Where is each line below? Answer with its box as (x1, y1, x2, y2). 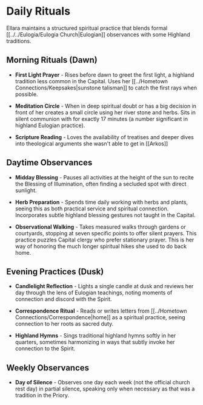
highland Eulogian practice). (15, 122, 85, 129)
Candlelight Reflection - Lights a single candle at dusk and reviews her (15, 283, 194, 290)
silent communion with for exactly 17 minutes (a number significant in (15, 115, 188, 122)
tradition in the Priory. (15, 392, 70, 399)
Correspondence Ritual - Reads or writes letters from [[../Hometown (15, 307, 187, 314)
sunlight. (15, 187, 37, 194)
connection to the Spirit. (15, 345, 76, 352)
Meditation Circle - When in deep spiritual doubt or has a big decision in (15, 102, 197, 109)
